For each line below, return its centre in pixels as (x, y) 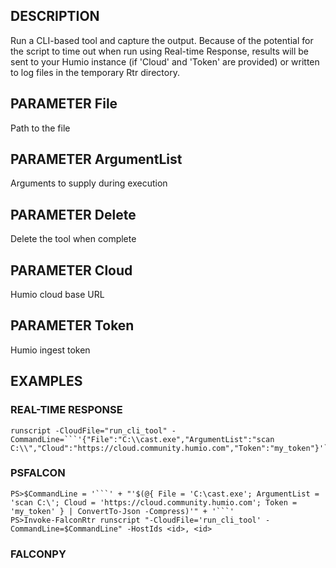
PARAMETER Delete (73, 214)
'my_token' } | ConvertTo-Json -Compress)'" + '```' (122, 511)
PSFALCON (38, 473)
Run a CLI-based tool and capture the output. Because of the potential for (162, 40)
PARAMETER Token (72, 325)
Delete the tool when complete (73, 239)
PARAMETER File (64, 104)
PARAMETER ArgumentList (96, 159)
